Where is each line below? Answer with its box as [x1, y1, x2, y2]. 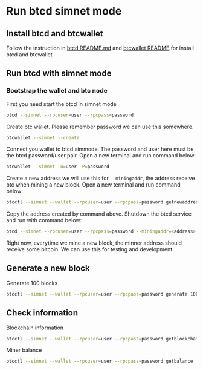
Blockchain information [6, 324, 64, 331]
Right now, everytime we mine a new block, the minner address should [6, 239, 182, 246]
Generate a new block [6, 263, 90, 274]
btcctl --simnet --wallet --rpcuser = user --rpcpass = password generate [6, 291, 188, 297]
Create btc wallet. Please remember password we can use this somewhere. [6, 123, 194, 130]
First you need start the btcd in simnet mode [6, 100, 117, 107]
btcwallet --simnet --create [6, 134, 80, 140]
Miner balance [6, 346, 42, 354]
